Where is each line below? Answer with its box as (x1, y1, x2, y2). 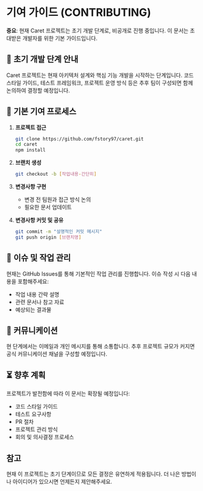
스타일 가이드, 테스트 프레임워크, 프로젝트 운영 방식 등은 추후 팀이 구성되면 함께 (6, 79, 193, 86)
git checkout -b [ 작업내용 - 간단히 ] (15, 171, 97, 177)
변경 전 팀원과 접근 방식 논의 (24, 196, 91, 203)
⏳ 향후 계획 (6, 370, 46, 380)
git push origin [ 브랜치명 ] (15, 234, 82, 240)
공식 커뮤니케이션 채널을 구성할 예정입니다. (6, 350, 108, 357)
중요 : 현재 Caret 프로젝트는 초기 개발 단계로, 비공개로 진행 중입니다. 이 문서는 (6, 27, 189, 34)
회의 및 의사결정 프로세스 (15, 434, 74, 441)
